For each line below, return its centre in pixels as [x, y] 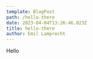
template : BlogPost [31, 12]
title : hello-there [31, 28]
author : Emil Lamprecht [36, 34]
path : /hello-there [31, 17]
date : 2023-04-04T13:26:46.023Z [46, 23]
